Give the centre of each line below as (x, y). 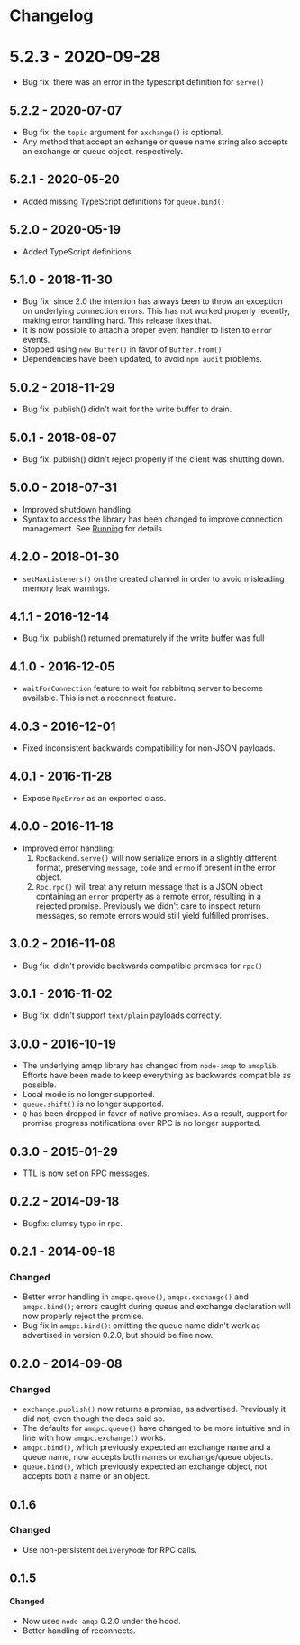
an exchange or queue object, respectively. (102, 151)
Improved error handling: (68, 848)
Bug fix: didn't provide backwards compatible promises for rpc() (142, 966)
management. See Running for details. (93, 528)
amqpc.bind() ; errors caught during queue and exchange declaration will (156, 1307)
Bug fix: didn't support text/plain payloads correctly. (122, 1015)
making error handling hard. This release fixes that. (117, 320)
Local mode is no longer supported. (89, 1095)
